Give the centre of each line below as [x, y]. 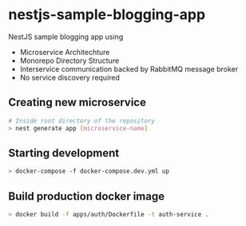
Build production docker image [87, 196]
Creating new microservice [77, 102]
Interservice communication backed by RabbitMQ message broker [129, 68]
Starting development [64, 153]
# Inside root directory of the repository [82, 121]
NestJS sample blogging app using [66, 37]
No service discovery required [69, 77]
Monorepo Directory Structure [69, 60]
